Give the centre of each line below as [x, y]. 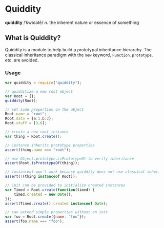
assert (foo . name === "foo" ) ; [35, 221]
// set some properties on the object [44, 109]
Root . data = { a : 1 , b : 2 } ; [29, 119]
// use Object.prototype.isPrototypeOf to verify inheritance [70, 159]
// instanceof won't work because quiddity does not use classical [75, 172]
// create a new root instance [37, 132]
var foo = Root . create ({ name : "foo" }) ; [46, 217]
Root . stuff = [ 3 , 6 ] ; [26, 123]
